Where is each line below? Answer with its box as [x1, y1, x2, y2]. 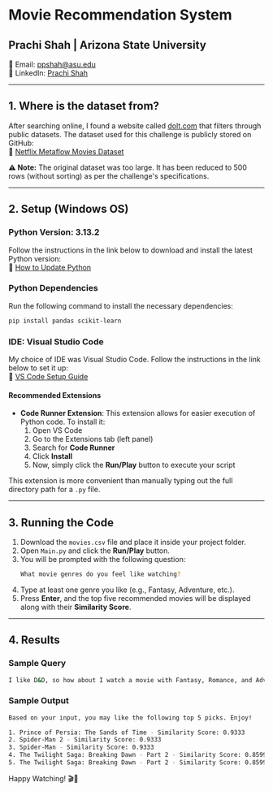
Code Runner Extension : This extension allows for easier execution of [19, 408, 256, 418]
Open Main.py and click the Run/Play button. [19, 546, 171, 555]
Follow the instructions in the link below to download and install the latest [8, 245, 253, 255]
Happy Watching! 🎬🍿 [8, 773, 79, 783]
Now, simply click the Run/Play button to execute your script [32, 460, 236, 470]
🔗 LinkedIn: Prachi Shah [8, 68, 88, 78]
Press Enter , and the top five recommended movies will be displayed [19, 593, 251, 603]
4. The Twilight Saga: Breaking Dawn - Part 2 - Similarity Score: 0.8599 [8, 751, 267, 759]
